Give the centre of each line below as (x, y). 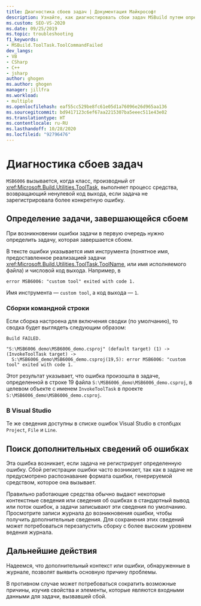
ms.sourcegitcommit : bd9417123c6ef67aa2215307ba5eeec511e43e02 (87, 112)
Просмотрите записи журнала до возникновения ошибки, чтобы (89, 513)
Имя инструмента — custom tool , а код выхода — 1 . (73, 292)
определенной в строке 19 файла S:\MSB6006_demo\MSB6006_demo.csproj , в (99, 382)
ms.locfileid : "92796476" (38, 135)
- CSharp (17, 62)
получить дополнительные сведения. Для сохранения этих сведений (95, 520)
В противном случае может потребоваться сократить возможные (91, 583)
